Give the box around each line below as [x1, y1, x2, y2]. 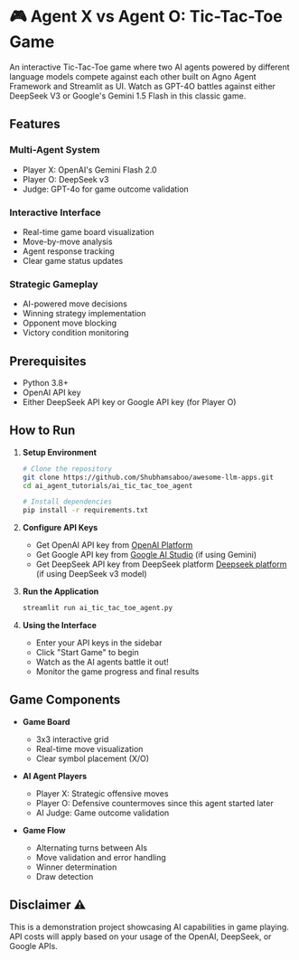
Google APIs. [9, 940, 59, 951]
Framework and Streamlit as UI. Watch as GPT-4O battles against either [9, 80, 276, 91]
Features [9, 117, 61, 132]
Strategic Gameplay [9, 278, 98, 290]
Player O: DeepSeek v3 [22, 174, 109, 184]
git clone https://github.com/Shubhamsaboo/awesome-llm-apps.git [22, 473, 274, 482]
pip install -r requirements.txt [22, 506, 149, 515]
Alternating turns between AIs [35, 842, 147, 853]
